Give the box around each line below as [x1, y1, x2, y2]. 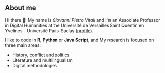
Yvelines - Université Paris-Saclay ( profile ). [5, 27, 93, 34]
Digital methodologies [12, 62, 57, 68]
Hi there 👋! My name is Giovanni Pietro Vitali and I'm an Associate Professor [5, 17, 160, 23]
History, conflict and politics [12, 52, 70, 58]
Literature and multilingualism [12, 57, 73, 63]
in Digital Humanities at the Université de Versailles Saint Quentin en [5, 22, 144, 28]
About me [5, 4, 36, 12]
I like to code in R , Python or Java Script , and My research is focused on [5, 37, 154, 43]
